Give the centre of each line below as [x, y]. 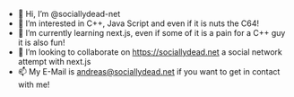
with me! [34, 84]
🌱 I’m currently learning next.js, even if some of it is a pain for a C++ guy [151, 33]
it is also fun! [41, 42]
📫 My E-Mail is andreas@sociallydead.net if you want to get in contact [149, 71]
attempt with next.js [54, 62]
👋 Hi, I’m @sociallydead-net [69, 14]
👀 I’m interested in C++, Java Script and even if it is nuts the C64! [138, 23]
